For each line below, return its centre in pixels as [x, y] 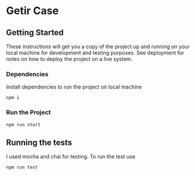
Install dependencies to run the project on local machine [74, 87]
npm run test [22, 167]
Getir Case [32, 11]
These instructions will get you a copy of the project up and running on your [98, 46]
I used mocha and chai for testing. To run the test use [71, 157]
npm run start [23, 124]
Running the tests [39, 142]
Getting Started [35, 33]
